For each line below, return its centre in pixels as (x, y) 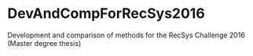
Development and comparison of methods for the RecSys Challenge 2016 (126, 35)
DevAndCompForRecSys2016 (106, 14)
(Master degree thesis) (44, 43)
